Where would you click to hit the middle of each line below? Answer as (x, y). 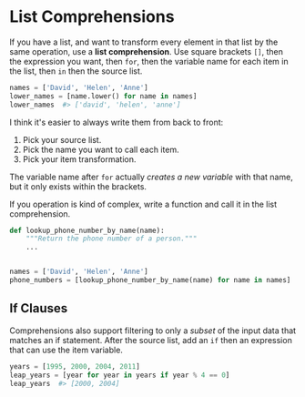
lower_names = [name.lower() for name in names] (103, 96)
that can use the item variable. (66, 350)
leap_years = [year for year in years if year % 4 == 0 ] (120, 375)
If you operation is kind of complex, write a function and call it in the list (143, 204)
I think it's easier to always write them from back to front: (117, 122)
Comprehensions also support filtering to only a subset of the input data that (153, 331)
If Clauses (39, 308)
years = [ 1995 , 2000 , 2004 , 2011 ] (75, 366)
